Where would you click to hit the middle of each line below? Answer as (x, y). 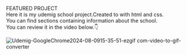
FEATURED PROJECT (32, 8)
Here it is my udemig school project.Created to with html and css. (85, 14)
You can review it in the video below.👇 (52, 27)
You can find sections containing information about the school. (82, 21)
